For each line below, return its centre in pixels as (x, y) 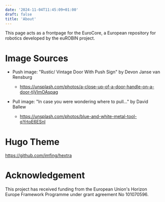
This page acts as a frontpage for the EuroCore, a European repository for (81, 33)
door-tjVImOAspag (39, 92)
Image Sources (37, 58)
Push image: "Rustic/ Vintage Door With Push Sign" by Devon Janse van (86, 72)
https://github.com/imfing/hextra (38, 155)
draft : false (19, 14)
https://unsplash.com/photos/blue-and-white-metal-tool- (78, 116)
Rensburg (22, 77)
